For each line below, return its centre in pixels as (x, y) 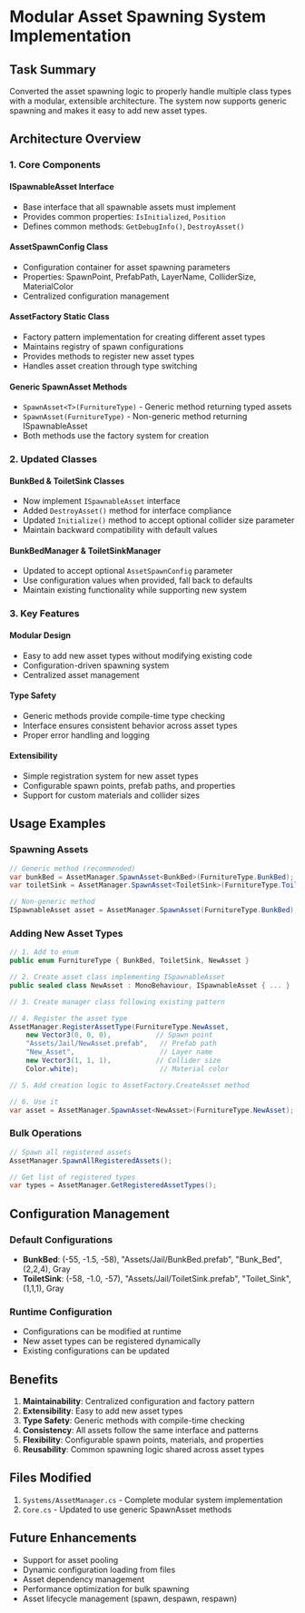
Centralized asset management (81, 674)
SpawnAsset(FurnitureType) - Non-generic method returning (135, 417)
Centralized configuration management (96, 296)
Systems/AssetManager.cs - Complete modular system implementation (152, 1500)
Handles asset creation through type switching (110, 366)
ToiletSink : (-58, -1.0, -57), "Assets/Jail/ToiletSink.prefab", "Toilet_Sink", (157, 1278)
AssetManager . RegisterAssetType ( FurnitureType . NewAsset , (119, 1027)
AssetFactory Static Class (59, 317)
